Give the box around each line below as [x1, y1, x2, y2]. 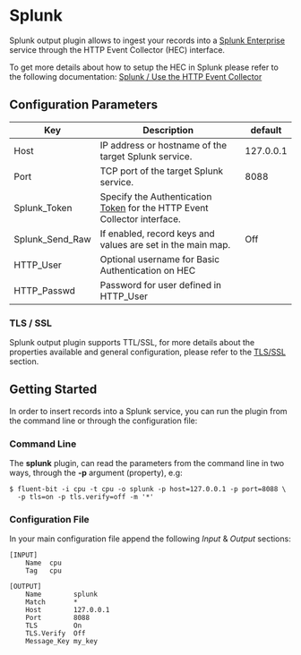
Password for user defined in [99, 278, 222, 291]
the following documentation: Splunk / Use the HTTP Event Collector [9, 71, 262, 81]
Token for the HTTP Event [99, 201, 209, 214]
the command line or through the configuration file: [9, 415, 198, 426]
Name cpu [25, 558, 63, 568]
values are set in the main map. [99, 238, 231, 251]
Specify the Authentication [99, 190, 212, 202]
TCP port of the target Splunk [99, 165, 224, 177]
